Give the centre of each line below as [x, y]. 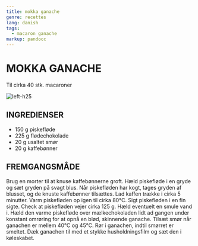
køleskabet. [20, 238]
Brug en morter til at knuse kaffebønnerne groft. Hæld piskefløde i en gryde [99, 181]
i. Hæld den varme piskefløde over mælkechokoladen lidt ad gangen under [98, 213]
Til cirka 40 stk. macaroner [39, 85]
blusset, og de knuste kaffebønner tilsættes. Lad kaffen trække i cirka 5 [94, 194]
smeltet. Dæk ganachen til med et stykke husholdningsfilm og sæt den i [94, 231]
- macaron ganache [34, 34]
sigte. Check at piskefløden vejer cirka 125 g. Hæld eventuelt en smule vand [99, 206]
